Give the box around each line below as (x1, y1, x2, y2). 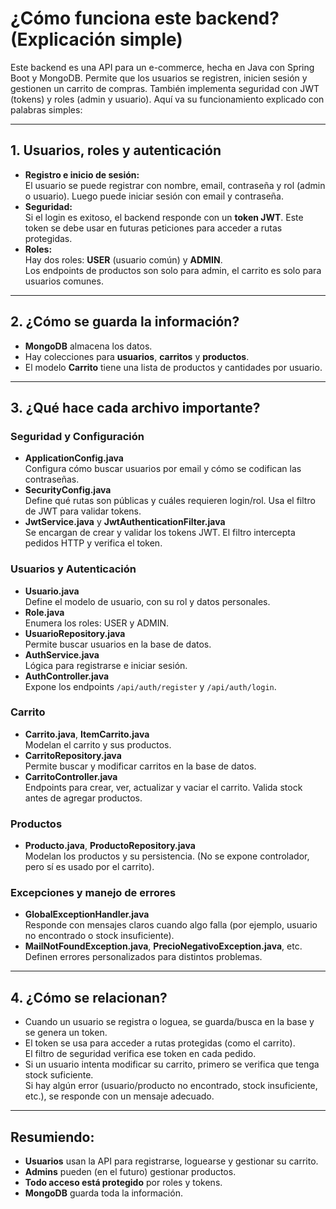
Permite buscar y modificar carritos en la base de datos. (24, 760, 257, 772)
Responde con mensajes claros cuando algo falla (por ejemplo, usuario (24, 919, 318, 931)
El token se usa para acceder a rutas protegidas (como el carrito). (24, 1037, 296, 1049)
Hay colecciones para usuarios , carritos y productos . (24, 350, 250, 362)
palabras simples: (10, 103, 83, 116)
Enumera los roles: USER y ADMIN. (24, 617, 170, 629)
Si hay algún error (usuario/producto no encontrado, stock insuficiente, (24, 1080, 318, 1092)
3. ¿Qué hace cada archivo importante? (10, 399, 261, 416)
